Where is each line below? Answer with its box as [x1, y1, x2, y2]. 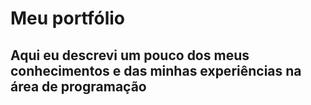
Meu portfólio [10, 7, 126, 30]
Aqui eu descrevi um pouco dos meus [10, 47, 250, 64]
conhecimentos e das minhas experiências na [10, 62, 302, 79]
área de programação [10, 78, 147, 95]
